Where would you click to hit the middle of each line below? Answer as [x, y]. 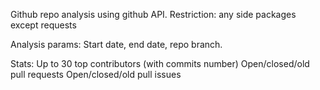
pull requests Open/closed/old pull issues [96, 74]
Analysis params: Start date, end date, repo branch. [116, 44]
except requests [43, 25]
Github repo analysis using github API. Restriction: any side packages [153, 14]
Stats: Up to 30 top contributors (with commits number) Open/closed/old [160, 63]
